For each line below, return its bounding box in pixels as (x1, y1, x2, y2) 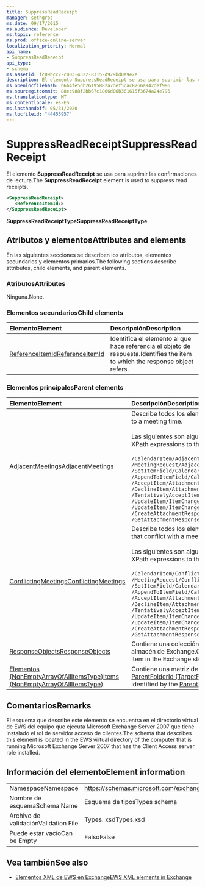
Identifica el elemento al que (110, 335, 192, 343)
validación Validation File (9, 819, 79, 828)
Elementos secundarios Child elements (6, 308, 124, 317)
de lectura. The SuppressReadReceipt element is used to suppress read (6, 177, 187, 184)
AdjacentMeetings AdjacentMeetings (9, 461, 114, 470)
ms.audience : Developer (6, 26, 67, 32)
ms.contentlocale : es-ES (6, 99, 70, 105)
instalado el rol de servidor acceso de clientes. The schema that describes (6, 730, 192, 737)
